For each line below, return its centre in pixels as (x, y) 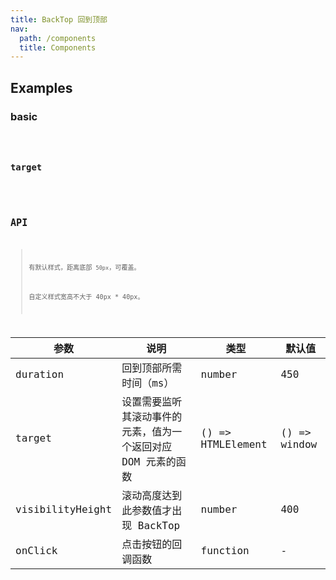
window (299, 444)
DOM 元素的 (149, 461)
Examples (41, 87)
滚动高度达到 (152, 495)
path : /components (58, 38)
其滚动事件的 (152, 416)
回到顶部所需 (152, 368)
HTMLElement (234, 444)
